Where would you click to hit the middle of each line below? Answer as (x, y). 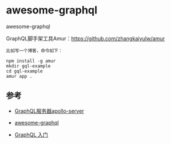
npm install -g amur (31, 61)
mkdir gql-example (28, 66)
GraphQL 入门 (31, 135)
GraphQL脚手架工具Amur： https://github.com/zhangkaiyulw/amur (85, 38)
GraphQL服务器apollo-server (49, 111)
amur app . (19, 76)
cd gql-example (25, 71)
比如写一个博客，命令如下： (34, 50)
